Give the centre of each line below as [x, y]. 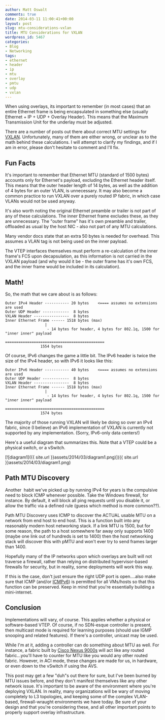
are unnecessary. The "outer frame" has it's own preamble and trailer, [76, 221]
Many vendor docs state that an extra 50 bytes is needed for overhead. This [82, 236]
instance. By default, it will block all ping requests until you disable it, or [78, 500]
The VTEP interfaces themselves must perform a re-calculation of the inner [82, 251]
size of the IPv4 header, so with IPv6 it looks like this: [59, 361]
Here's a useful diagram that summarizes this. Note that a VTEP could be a [81, 442]
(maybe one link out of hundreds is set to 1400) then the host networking [79, 536]
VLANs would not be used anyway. [41, 201]
